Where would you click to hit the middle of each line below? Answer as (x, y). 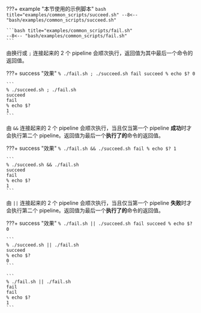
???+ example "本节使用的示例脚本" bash (56, 9)
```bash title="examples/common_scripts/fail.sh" (70, 31)
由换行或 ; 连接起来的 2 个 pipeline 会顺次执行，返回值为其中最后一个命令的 (100, 53)
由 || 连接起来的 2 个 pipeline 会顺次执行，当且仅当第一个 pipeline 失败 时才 (99, 203)
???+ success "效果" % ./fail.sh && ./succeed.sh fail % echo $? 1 (91, 148)
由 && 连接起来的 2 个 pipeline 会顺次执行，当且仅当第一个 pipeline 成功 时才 (99, 128)
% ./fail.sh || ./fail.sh (38, 282)
